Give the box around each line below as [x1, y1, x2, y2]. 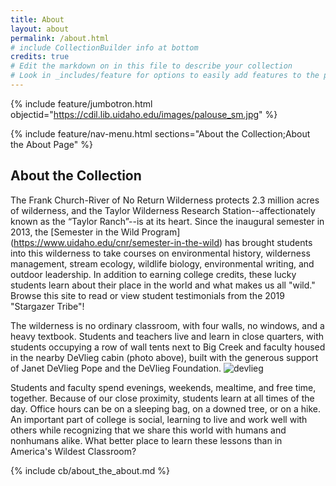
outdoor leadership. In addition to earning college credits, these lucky [10, 268, 297, 280]
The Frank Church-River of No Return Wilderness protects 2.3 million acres [10, 194, 320, 206]
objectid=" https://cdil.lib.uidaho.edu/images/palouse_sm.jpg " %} [10, 108, 278, 120]
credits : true [10, 52, 70, 62]
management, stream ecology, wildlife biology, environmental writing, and [10, 257, 315, 270]
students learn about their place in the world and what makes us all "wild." [10, 279, 316, 291]
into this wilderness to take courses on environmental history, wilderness [10, 247, 311, 259]
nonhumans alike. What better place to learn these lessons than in [10, 434, 283, 446]
